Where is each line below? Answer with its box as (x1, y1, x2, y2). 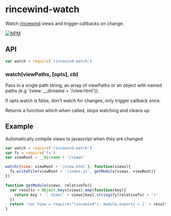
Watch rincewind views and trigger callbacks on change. (5, 20, 124, 26)
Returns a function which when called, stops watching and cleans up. (5, 107, 151, 113)
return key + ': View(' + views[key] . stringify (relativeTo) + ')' (14, 192, 158, 197)
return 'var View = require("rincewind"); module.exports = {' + (10, 202, 152, 207)
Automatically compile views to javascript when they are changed (5, 136, 143, 142)
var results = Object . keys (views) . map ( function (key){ (10, 187, 126, 193)
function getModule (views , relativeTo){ (5, 182, 93, 188)
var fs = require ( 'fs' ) (5, 150, 56, 155)
